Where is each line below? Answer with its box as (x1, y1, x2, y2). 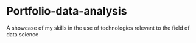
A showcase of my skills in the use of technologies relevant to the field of (6, 24, 190, 31)
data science (6, 30, 39, 38)
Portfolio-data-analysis (6, 4, 127, 18)
